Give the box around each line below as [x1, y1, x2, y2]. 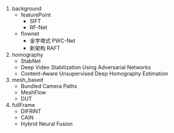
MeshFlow [20, 89, 46, 96]
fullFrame [11, 102, 36, 108]
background [11, 5, 42, 12]
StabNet [20, 57, 41, 64]
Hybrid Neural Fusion [20, 121, 73, 127]
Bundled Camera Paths [20, 83, 77, 89]
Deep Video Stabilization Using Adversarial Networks [20, 64, 151, 70]
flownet [20, 30, 40, 37]
